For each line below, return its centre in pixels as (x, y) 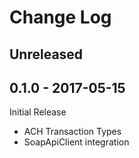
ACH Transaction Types (72, 132)
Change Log (60, 17)
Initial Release (38, 112)
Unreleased (46, 54)
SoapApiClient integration (76, 142)
